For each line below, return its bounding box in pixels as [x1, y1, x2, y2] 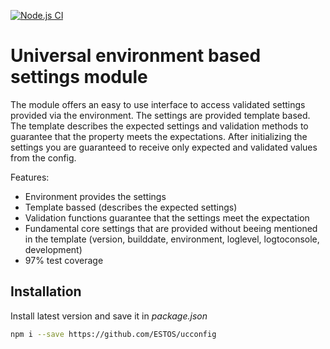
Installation [10, 283, 82, 300]
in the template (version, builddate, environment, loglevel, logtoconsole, [24, 233, 320, 245]
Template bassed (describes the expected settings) [24, 201, 238, 213]
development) [24, 243, 83, 255]
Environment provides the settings [24, 190, 167, 202]
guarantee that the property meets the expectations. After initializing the [10, 130, 308, 142]
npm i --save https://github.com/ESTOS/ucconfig [10, 329, 217, 339]
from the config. [10, 151, 77, 164]
